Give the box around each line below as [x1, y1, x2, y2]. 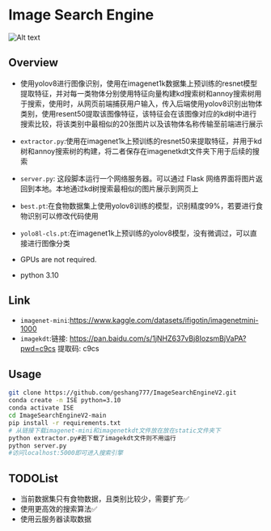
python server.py [8, 441, 67, 450]
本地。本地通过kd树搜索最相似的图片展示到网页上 [34, 184, 199, 193]
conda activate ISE [8, 404, 74, 412]
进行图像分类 [27, 238, 70, 248]
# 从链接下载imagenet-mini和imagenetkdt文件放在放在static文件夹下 [8, 427, 221, 435]
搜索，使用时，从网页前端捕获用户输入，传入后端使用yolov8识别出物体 [27, 99, 263, 108]
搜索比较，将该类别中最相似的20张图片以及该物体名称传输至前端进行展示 [19, 119, 264, 129]
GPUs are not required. [19, 254, 97, 264]
